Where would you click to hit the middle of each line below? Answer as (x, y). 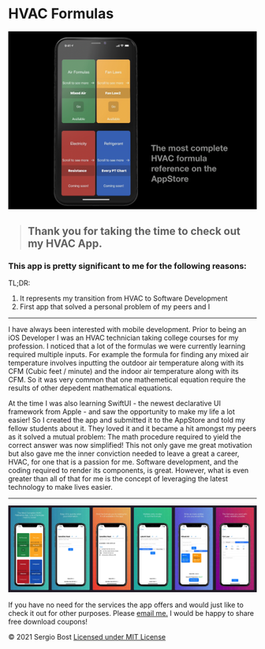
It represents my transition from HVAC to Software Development (123, 298)
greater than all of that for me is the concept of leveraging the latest (118, 479)
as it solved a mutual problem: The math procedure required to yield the (125, 437)
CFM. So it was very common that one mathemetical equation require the (127, 380)
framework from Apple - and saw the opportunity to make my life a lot (121, 412)
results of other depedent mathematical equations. (90, 388)
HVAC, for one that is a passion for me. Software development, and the (123, 462)
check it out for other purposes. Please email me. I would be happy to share (131, 614)
